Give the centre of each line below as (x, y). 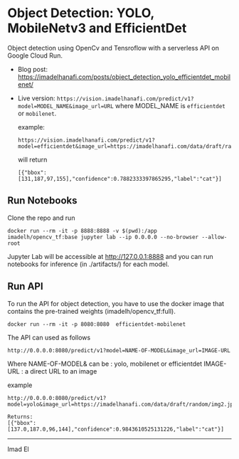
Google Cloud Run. (35, 56)
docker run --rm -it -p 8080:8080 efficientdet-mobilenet (97, 324)
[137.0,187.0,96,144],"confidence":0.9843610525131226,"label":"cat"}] (116, 429)
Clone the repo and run (41, 218)
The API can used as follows (49, 337)
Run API (26, 286)
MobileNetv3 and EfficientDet (97, 28)
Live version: (36, 98)
